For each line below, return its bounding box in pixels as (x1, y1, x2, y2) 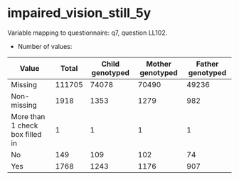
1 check (11, 120, 38, 130)
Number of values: (17, 42, 73, 50)
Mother (145, 59, 172, 69)
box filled (11, 129, 42, 139)
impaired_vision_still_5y (7, 5, 152, 21)
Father (196, 59, 219, 69)
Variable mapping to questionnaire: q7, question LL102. (7, 28, 168, 37)
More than (11, 111, 46, 121)
